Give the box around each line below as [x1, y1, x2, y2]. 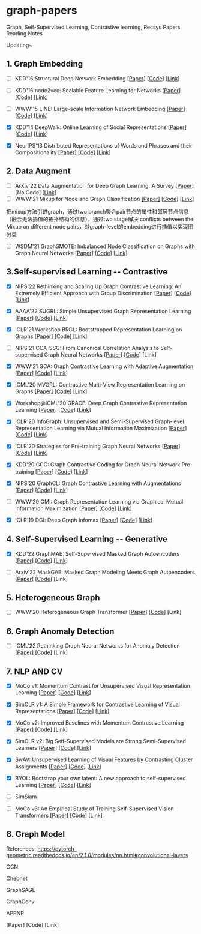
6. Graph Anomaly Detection [6, 626, 115, 636]
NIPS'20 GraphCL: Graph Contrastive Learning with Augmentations [14, 480, 181, 487]
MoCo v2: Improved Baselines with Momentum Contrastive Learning [14, 719, 184, 726]
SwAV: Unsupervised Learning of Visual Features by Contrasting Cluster [14, 756, 193, 763]
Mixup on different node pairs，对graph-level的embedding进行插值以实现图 [6, 223, 194, 230]
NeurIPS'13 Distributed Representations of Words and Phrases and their [14, 142, 193, 149]
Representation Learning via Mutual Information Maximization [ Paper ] [14, 424, 187, 432]
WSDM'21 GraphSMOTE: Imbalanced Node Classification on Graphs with [14, 243, 195, 250]
